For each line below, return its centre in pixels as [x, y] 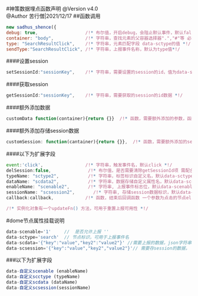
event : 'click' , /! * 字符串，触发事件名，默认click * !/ [89, 165]
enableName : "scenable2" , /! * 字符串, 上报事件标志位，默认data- [90, 187]
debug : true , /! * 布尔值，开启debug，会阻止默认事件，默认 [95, 32]
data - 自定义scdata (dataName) [42, 282]
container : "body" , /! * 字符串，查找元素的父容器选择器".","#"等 [95, 38]
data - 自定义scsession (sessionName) [48, 288]
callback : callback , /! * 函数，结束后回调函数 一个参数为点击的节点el [99, 198]
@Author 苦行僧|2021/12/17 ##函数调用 [53, 16]
